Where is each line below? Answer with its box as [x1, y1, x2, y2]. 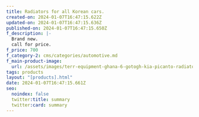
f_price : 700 [6, 47, 38, 53]
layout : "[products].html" [6, 74, 73, 80]
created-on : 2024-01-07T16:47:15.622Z [6, 14, 102, 20]
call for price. [11, 42, 52, 48]
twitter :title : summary [11, 96, 70, 102]
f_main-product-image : [6, 58, 62, 64]
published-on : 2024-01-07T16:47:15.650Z [6, 25, 108, 31]
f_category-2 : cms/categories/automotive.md [6, 53, 118, 58]
